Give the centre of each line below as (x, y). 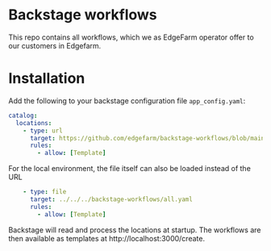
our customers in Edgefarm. (55, 45)
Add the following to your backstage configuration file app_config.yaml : (127, 100)
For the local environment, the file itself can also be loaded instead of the (130, 169)
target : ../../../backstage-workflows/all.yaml (111, 199)
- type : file (45, 192)
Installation (47, 79)
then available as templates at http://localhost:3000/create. (107, 238)
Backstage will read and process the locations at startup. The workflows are (135, 230)
